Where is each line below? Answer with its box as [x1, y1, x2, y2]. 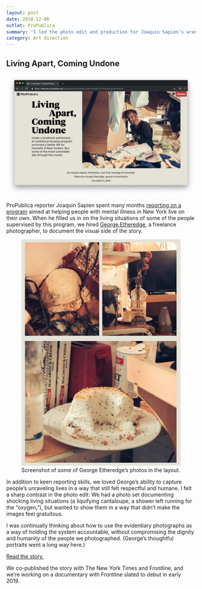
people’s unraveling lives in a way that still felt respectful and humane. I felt [6, 485, 192, 492]
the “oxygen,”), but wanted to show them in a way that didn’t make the [6, 504, 180, 511]
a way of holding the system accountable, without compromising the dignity [6, 528, 194, 536]
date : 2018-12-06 [6, 16, 50, 22]
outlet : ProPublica [6, 22, 55, 28]
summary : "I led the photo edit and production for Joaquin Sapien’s [6, 29, 185, 35]
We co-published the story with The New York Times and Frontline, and [6, 564, 183, 572]
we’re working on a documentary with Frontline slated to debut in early [6, 571, 182, 578]
